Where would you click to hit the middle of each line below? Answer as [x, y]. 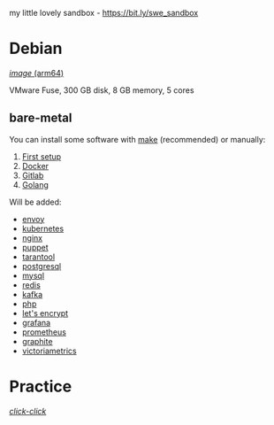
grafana [36, 322]
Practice [41, 386]
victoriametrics [49, 351]
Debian [36, 49]
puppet [35, 247]
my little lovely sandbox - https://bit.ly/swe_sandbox [104, 13]
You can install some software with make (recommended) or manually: [137, 139]
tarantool [38, 257]
